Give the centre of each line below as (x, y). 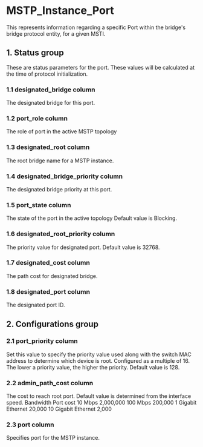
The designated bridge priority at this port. (59, 189)
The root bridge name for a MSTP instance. (60, 161)
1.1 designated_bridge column (51, 90)
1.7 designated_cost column (48, 263)
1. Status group (35, 53)
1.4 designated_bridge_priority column (65, 176)
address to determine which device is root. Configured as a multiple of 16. (98, 360)
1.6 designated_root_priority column (61, 234)
